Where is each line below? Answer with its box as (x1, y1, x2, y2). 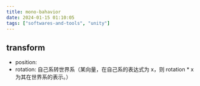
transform (6, 42, 46, 53)
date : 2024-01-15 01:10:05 (6, 15, 75, 21)
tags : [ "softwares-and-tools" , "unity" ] (6, 20, 111, 26)
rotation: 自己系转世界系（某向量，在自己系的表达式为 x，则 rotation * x (15, 66, 194, 73)
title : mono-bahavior (6, 8, 61, 15)
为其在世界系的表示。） (15, 73, 72, 81)
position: (15, 59, 38, 66)
